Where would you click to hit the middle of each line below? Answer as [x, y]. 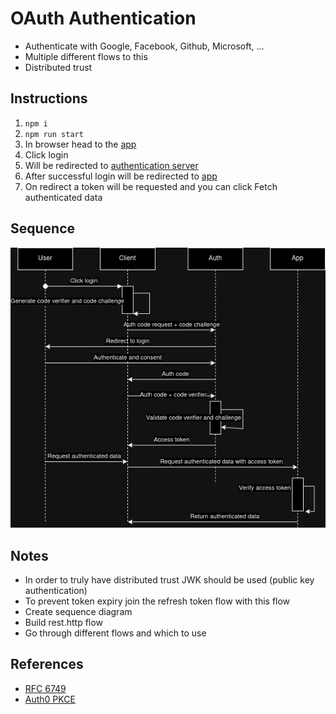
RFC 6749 [45, 688]
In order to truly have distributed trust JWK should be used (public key [169, 580]
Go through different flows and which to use [115, 633]
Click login [46, 154]
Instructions [49, 98]
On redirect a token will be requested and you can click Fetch [151, 186]
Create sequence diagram [78, 612]
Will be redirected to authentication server [111, 165]
